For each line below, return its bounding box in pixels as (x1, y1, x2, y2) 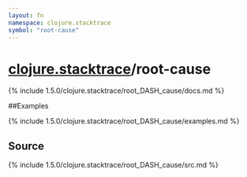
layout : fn (8, 11, 44, 20)
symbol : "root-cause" (8, 26, 80, 34)
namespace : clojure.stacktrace (8, 19, 111, 27)
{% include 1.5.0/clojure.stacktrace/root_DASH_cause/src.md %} (8, 160, 219, 170)
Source (8, 139, 45, 153)
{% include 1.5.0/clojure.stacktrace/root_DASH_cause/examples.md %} (8, 116, 240, 126)
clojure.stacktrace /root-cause (8, 60, 211, 78)
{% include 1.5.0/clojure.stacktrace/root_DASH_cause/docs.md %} (8, 86, 225, 95)
